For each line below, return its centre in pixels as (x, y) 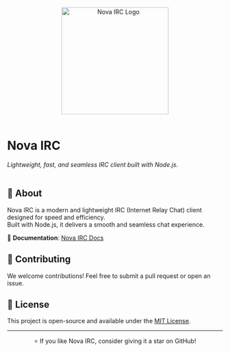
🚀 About (25, 193)
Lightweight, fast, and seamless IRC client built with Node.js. (93, 164)
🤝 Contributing (39, 259)
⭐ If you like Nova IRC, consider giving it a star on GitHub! (115, 341)
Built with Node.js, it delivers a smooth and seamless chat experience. (106, 224)
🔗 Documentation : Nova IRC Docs (55, 238)
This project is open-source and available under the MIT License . (99, 321)
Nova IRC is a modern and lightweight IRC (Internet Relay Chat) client (104, 210)
